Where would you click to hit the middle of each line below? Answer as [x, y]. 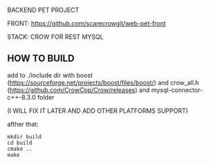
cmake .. [20, 149]
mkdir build [24, 137]
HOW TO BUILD [41, 58]
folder [46, 97]
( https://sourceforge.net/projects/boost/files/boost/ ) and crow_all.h [103, 82]
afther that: [23, 124]
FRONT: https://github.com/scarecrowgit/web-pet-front [87, 23]
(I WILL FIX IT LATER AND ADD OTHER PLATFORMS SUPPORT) [98, 111]
